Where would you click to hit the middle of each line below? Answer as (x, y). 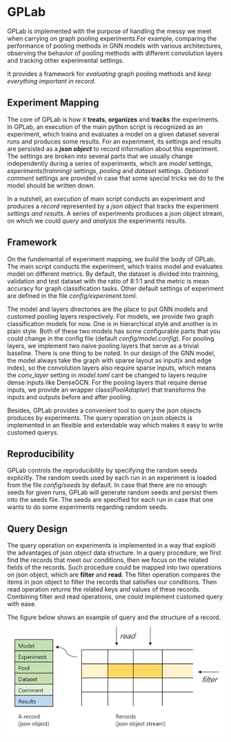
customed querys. (33, 432)
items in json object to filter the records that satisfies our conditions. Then (112, 582)
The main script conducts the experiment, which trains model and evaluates (115, 266)
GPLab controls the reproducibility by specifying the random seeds (102, 470)
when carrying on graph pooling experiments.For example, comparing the (112, 38)
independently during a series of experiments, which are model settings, (110, 163)
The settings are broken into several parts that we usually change (100, 156)
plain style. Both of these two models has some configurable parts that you (114, 331)
